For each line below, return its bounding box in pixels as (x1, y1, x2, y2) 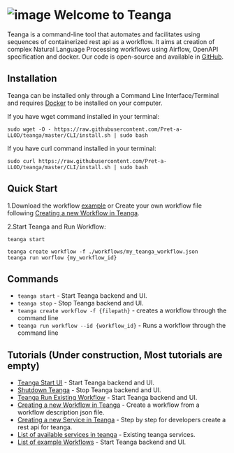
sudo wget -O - (7, 126, 52, 133)
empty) (7, 360, 40, 372)
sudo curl (7, 157, 36, 164)
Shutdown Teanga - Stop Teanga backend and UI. (17, 386, 162, 394)
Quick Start (7, 182, 58, 195)
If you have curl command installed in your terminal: (7, 144, 156, 152)
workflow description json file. (17, 408, 105, 417)
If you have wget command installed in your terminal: (7, 112, 160, 120)
